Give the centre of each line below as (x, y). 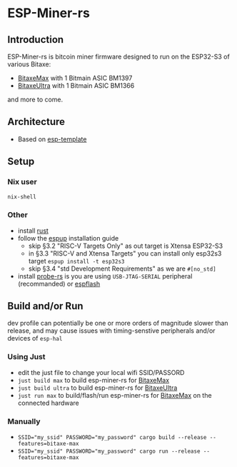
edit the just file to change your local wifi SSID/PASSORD (101, 372)
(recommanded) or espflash (59, 283)
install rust (33, 231)
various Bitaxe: (29, 64)
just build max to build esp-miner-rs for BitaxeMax (94, 380)
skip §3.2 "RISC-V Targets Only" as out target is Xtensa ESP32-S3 (126, 246)
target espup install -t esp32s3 (76, 261)
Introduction (36, 40)
